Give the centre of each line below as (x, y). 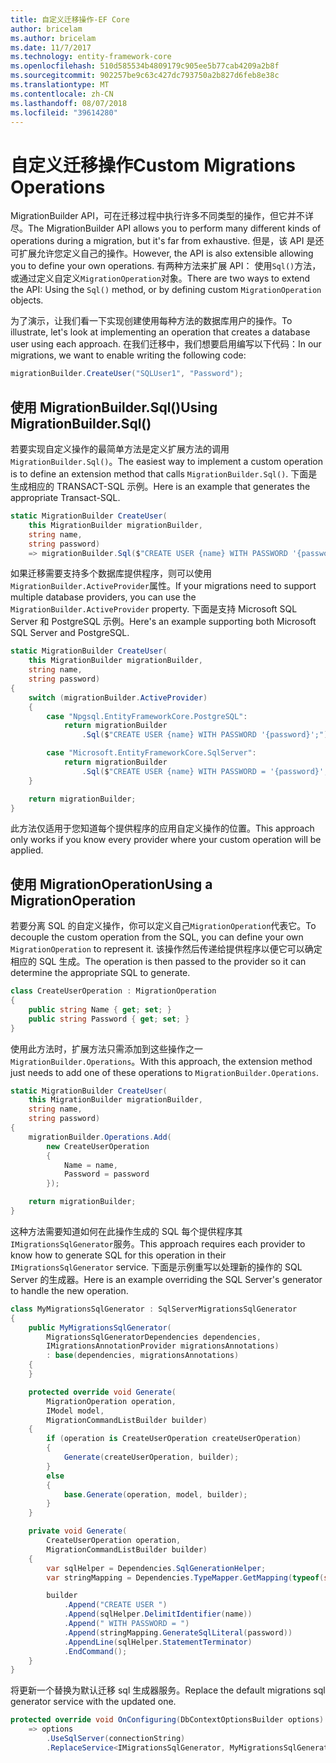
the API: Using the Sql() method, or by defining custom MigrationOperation (166, 290)
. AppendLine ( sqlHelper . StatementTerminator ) (158, 1642)
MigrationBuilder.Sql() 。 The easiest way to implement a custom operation (167, 461)
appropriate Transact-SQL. (65, 497)
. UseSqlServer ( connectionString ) (116, 1739)
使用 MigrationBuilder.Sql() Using (114, 407)
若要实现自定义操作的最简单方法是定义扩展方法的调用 (120, 449)
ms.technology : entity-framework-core (91, 57)
